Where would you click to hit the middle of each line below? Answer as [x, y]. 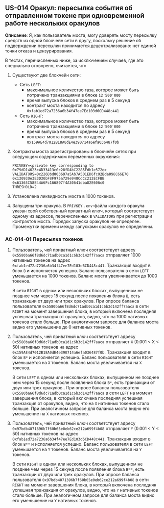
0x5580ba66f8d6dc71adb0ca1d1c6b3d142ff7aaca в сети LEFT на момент [82, 393]
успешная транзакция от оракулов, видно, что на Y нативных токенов [85, 490]
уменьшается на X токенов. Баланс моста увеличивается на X [77, 363]
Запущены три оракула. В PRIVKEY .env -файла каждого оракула [78, 205]
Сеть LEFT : [30, 84]
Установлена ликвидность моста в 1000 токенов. [63, 196]
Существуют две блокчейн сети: [47, 75]
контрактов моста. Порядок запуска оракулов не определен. [76, 221]
